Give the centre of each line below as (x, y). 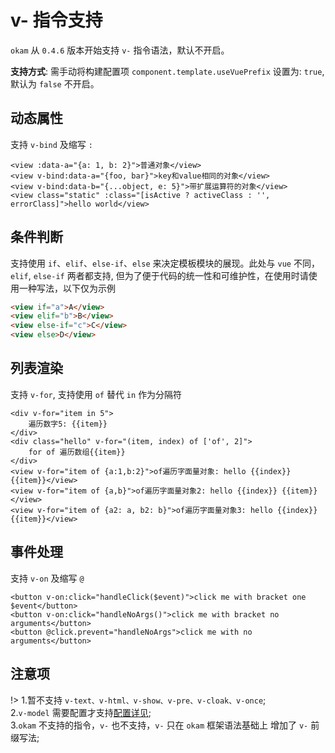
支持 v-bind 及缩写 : (51, 144)
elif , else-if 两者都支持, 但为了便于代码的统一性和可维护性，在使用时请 (159, 275)
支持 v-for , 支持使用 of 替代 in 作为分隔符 (96, 394)
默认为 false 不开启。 (55, 83)
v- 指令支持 (56, 20)
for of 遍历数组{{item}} (77, 452)
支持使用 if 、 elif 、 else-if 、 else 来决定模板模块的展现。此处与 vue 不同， (165, 263)
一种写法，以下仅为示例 (67, 288)
